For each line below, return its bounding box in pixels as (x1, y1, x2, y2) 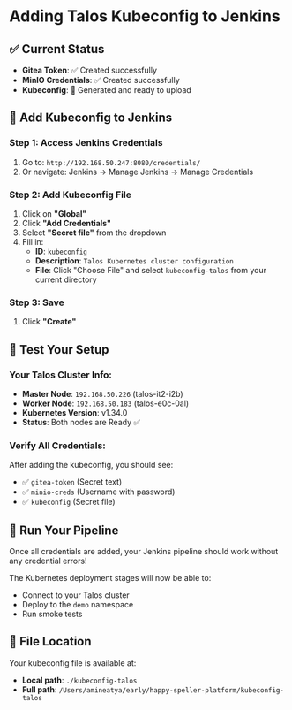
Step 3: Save (9, 296, 64, 309)
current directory (34, 274, 97, 285)
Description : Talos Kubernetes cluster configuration (34, 255, 234, 266)
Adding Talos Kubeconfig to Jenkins (9, 6, 281, 27)
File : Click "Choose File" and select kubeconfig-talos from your (34, 264, 267, 275)
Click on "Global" (21, 208, 87, 218)
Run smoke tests (21, 608, 83, 620)
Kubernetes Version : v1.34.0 (21, 407, 128, 417)
